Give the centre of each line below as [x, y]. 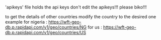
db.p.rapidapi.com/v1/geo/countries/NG [46, 27]
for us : [95, 27]
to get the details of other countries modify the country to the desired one [81, 17]
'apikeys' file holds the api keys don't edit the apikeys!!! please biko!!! [76, 7]
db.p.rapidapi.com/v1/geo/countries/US [46, 32]
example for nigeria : [26, 22]
